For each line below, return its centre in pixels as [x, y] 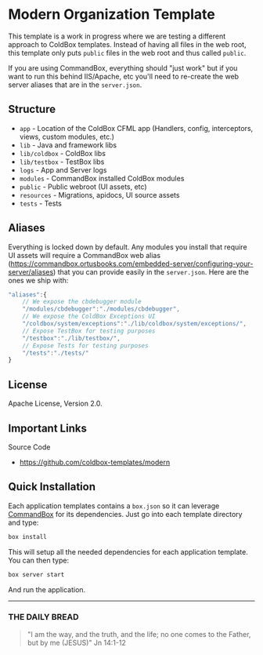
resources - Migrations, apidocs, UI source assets [99, 195]
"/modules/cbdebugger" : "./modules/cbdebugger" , [101, 309]
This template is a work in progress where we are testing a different [117, 36]
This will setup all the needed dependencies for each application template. [128, 551]
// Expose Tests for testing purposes [85, 346]
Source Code [29, 447]
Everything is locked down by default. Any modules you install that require [128, 247]
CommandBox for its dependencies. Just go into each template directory [125, 514]
